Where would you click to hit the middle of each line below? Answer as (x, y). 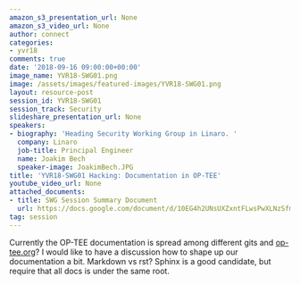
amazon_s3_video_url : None (59, 26)
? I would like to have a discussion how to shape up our (137, 252)
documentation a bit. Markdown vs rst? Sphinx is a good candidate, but (140, 261)
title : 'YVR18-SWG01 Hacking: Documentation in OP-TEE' (115, 175)
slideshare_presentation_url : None (75, 117)
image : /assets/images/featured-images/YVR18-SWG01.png (115, 84)
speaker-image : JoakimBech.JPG (75, 167)
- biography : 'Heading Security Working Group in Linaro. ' (124, 134)
